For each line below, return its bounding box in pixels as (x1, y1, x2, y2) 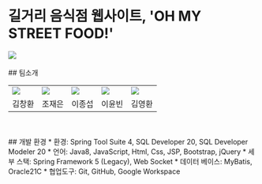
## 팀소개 (8, 68, 39, 77)
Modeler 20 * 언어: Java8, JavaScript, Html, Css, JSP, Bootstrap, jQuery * (8, 147, 247, 156)
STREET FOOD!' (8, 24, 114, 43)
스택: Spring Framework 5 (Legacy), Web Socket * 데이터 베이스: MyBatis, (16, 156, 253, 166)
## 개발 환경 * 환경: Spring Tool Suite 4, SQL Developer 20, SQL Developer (8, 137, 249, 146)
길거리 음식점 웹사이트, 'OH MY (8, 7, 202, 25)
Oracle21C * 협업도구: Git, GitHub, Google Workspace (8, 167, 181, 176)
